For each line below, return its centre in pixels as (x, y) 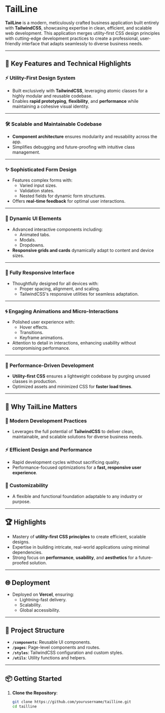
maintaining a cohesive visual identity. (51, 106)
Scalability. (30, 605)
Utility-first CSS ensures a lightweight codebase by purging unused (81, 376)
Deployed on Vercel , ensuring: (43, 594)
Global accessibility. (40, 610)
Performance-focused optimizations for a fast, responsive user (77, 467)
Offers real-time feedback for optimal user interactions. (69, 201)
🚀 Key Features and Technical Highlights (68, 64)
